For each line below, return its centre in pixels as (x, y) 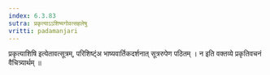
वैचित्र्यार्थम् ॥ (25, 63)
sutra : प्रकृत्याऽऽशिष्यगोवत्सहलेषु (48, 23)
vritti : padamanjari (44, 31)
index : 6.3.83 (33, 16)
